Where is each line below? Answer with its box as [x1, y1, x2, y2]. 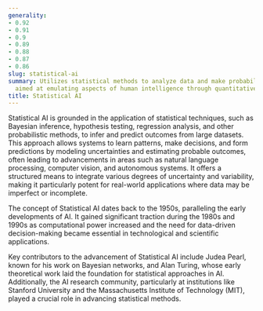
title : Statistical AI [8, 92, 82, 100]
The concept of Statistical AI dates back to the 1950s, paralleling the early [8, 203, 247, 213]
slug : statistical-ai [8, 70, 79, 78]
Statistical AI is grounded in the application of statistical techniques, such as [8, 113, 254, 123]
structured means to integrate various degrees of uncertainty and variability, [8, 172, 254, 181]
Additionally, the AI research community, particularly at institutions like [8, 277, 235, 287]
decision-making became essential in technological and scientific [8, 229, 219, 238]
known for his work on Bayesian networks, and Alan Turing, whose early [8, 261, 241, 270]
